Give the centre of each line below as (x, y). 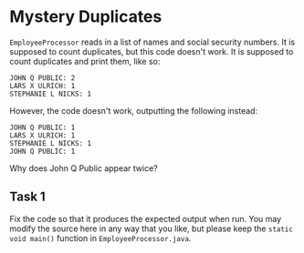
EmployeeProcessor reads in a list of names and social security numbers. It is (152, 42)
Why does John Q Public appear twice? (84, 168)
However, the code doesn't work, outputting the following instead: (134, 110)
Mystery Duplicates (86, 17)
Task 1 (27, 197)
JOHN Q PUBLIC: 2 (42, 78)
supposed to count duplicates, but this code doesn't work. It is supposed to (152, 51)
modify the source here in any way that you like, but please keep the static (152, 228)
